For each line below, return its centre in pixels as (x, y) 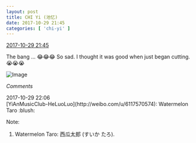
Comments (20, 86)
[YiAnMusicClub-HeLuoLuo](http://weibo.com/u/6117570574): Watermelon (97, 104)
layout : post (22, 12)
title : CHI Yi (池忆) (32, 17)
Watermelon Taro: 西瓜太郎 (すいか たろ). (64, 134)
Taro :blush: (21, 110)
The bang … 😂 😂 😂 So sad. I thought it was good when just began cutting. (98, 57)
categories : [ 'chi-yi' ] (38, 28)
